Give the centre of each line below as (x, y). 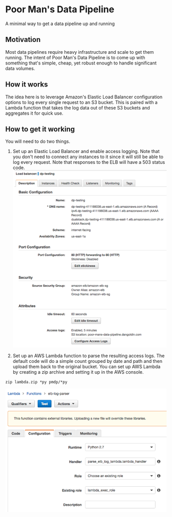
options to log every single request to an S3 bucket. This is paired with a (81, 102)
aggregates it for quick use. (34, 113)
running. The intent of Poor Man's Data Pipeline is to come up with (75, 57)
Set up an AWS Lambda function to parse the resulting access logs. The (89, 356)
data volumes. (20, 68)
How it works (27, 85)
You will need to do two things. (38, 141)
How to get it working (40, 129)
